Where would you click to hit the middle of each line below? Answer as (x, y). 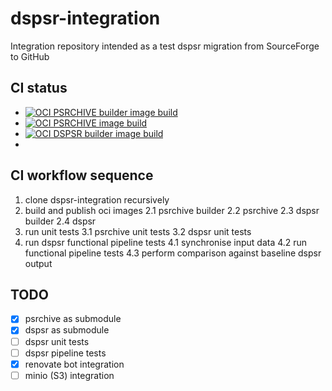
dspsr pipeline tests (65, 353)
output (38, 263)
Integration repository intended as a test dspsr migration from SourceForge (165, 46)
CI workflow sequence (82, 175)
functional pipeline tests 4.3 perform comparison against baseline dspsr (173, 253)
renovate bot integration (74, 364)
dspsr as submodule (67, 330)
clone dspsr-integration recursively (97, 199)
